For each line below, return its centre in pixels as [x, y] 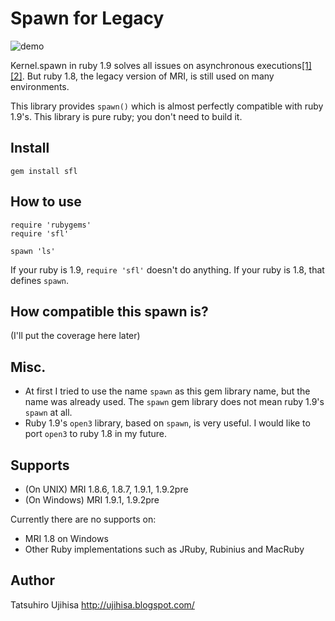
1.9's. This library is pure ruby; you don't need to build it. [126, 116]
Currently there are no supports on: [83, 519]
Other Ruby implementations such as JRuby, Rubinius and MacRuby [164, 549]
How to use [46, 202]
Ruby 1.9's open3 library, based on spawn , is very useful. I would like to [167, 423]
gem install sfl [44, 171]
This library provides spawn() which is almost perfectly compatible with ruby [167, 106]
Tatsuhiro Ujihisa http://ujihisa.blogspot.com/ [102, 604]
